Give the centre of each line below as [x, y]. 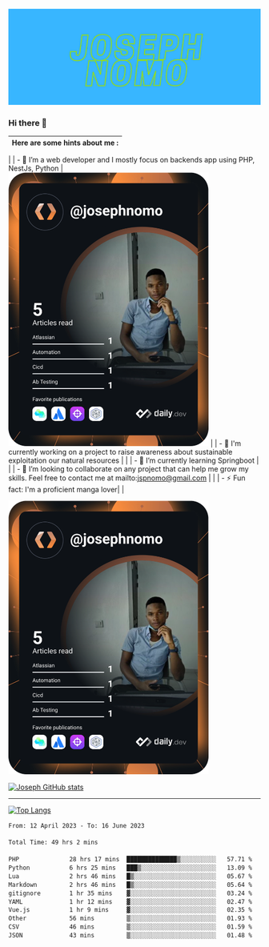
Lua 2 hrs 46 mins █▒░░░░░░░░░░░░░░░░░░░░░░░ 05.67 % [130, 876]
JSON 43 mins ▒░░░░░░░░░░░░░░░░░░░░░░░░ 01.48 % [130, 936]
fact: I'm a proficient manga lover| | [66, 489]
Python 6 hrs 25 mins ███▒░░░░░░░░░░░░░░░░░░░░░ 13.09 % [130, 868]
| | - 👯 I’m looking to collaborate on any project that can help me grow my [129, 468]
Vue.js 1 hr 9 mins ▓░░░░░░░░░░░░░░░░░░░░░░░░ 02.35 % [130, 910]
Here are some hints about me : [65, 142]
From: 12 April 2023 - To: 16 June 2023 [77, 825]
